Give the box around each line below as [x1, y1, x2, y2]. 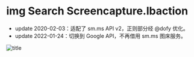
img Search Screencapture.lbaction [6, 4, 189, 18]
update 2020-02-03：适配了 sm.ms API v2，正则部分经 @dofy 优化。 [14, 25, 189, 32]
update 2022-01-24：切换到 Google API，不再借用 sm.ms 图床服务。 [14, 32, 187, 40]
